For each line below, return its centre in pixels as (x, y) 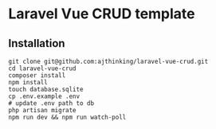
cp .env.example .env (44, 96)
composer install (37, 76)
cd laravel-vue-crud (43, 68)
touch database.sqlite (46, 89)
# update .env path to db (51, 104)
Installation (37, 43)
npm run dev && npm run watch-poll (67, 117)
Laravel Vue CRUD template (102, 14)
